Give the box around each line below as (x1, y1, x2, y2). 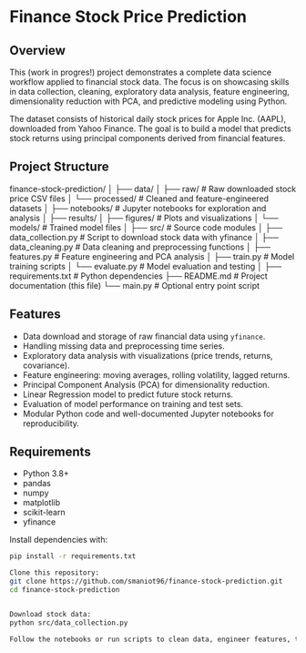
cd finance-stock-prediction (9, 586, 120, 595)
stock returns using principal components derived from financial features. (9, 133, 286, 143)
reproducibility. (22, 417, 80, 429)
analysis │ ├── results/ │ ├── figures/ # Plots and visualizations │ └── (9, 212, 279, 223)
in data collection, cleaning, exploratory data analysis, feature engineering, (9, 87, 290, 97)
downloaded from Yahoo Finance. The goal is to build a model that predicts (9, 123, 291, 134)
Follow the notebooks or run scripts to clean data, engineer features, (9, 635, 291, 644)
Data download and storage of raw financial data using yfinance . (22, 331, 266, 342)
